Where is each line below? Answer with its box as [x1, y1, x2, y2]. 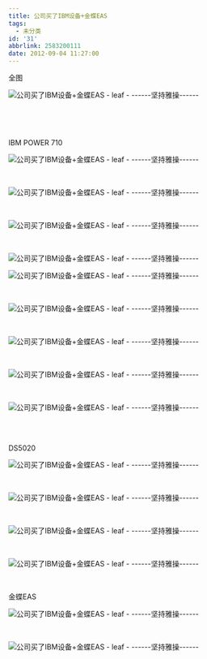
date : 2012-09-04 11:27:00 [8, 50, 99, 58]
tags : [8, 19, 27, 28]
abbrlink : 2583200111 [8, 42, 82, 50]
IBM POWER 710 [8, 138, 63, 147]
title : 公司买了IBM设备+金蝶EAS [8, 11, 108, 20]
